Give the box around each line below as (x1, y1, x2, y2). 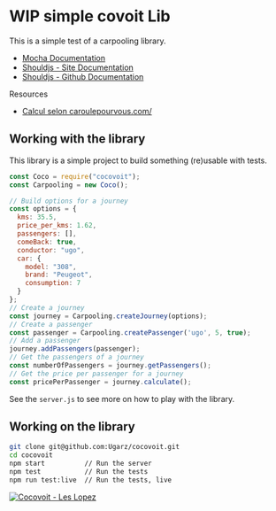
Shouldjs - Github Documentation (21, 71, 144, 81)
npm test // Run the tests (9, 468, 149, 476)
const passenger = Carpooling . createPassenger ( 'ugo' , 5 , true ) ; (9, 328, 251, 337)
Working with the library (9, 131, 146, 147)
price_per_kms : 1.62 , (17, 221, 97, 230)
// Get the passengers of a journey (9, 352, 144, 362)
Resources (9, 89, 49, 99)
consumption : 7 (25, 279, 81, 288)
